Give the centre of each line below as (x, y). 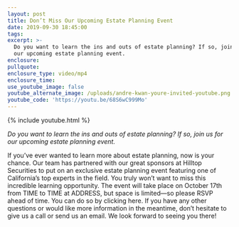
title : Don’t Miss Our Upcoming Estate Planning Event (90, 21)
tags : (15, 34)
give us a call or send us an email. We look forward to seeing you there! (112, 216)
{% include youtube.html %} (49, 120)
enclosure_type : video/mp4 (47, 73)
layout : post (27, 14)
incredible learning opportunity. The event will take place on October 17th (115, 185)
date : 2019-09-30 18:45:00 (47, 27)
